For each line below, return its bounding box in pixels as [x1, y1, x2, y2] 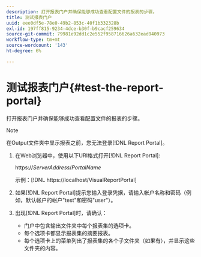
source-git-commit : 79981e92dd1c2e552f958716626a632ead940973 [6, 31, 165, 37]
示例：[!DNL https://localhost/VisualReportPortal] [14, 176, 137, 183]
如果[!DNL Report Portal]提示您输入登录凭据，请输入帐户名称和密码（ [14, 189, 187, 196]
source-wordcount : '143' [6, 43, 68, 49]
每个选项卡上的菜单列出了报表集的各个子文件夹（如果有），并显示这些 [23, 237, 195, 244]
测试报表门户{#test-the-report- [6, 80, 164, 94]
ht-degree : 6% [6, 48, 42, 54]
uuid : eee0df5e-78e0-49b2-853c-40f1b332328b [6, 20, 119, 26]
